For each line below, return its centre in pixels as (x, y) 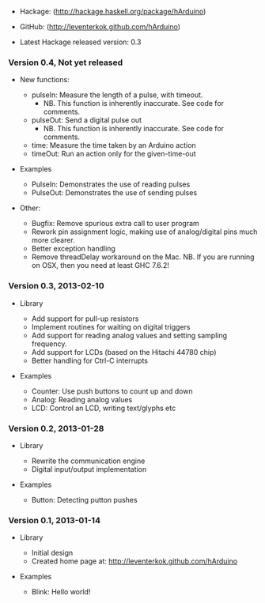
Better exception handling (74, 249)
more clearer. (53, 240)
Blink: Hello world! (61, 592)
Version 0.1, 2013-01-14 (55, 520)
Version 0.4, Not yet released (66, 62)
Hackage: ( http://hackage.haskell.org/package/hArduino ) (113, 11)
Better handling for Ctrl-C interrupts (90, 360)
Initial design (52, 553)
